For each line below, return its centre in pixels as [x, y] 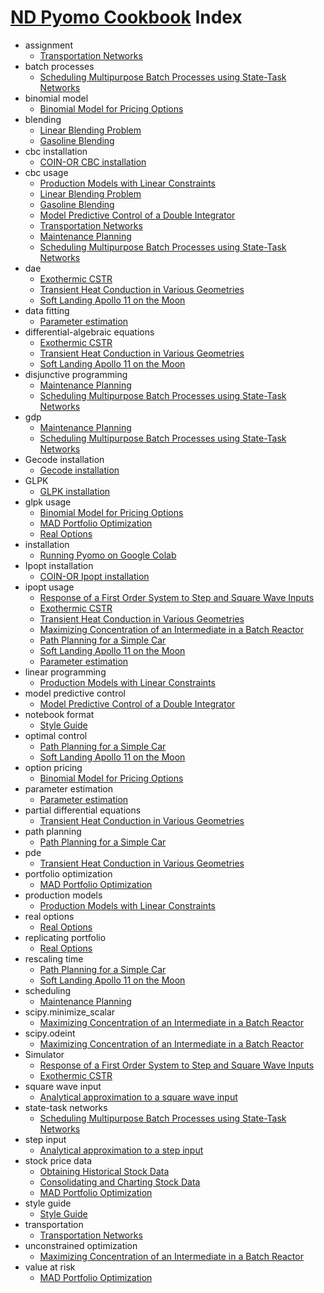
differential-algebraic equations [89, 332]
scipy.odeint [50, 1033]
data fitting [47, 310]
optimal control [56, 735]
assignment [48, 45]
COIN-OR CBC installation [93, 162]
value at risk [50, 1267]
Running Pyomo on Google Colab [108, 555]
